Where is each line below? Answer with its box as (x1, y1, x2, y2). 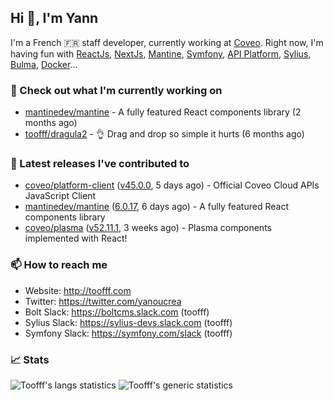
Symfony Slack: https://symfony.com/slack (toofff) (24, 327, 233, 339)
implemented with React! (24, 232, 128, 245)
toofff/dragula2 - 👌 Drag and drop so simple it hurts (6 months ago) (24, 128, 305, 140)
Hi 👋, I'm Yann (10, 10, 99, 27)
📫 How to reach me (10, 258, 108, 272)
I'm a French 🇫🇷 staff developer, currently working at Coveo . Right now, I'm (10, 36, 324, 48)
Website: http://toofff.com (24, 284, 132, 296)
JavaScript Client (24, 190, 96, 202)
